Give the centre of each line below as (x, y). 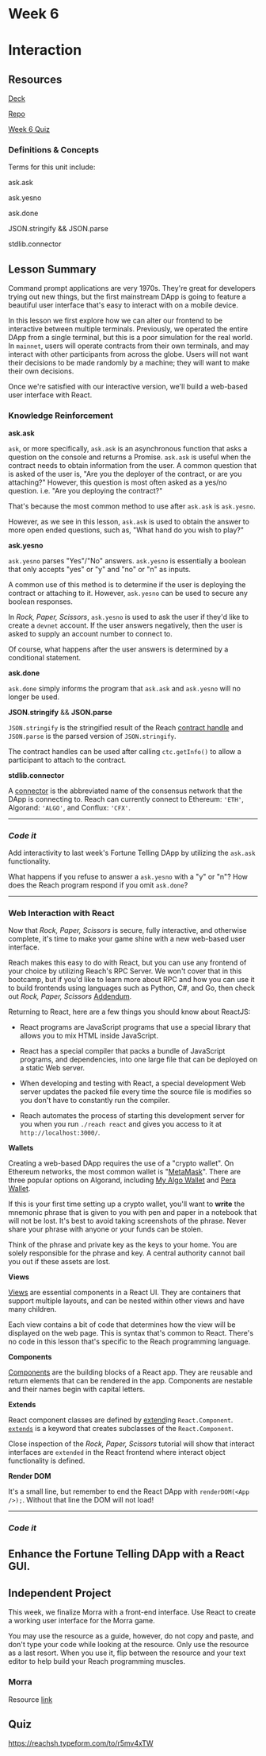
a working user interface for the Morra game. (82, 1621)
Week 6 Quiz (29, 130)
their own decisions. (41, 371)
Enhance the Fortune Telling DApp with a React (126, 1554)
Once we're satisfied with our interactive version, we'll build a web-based (128, 387)
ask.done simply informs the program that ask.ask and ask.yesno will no (125, 688)
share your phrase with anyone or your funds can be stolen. (106, 1229)
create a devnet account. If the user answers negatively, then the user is (125, 625)
